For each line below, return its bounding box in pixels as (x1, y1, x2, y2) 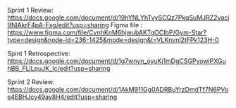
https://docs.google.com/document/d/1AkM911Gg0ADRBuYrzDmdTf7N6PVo (7, 86, 229, 93)
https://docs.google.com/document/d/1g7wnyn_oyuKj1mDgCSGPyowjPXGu (7, 57, 227, 65)
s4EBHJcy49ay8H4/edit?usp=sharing (7, 93, 118, 101)
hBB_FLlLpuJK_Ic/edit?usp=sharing (7, 65, 111, 72)
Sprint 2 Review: (7, 78, 55, 86)
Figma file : (110, 21, 143, 29)
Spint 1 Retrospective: (7, 49, 70, 58)
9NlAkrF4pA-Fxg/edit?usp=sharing (7, 21, 109, 29)
